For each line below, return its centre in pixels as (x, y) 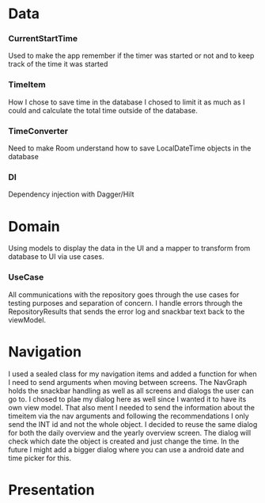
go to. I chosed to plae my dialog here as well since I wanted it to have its (127, 399)
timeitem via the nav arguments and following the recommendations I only (129, 416)
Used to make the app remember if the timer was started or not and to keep (131, 55)
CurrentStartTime (43, 39)
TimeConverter (38, 131)
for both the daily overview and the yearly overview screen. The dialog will (130, 433)
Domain (34, 226)
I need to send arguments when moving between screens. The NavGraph (128, 382)
